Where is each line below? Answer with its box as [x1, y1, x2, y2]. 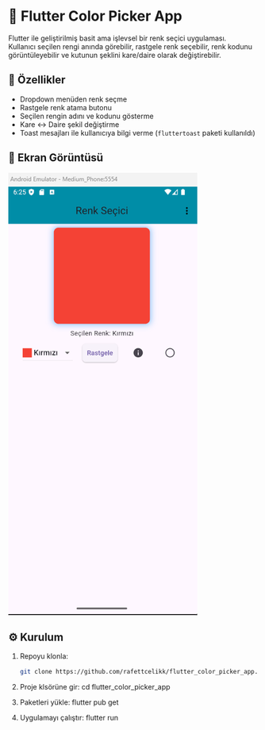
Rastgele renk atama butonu [19, 102, 113, 112]
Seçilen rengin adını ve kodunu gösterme [19, 111, 154, 121]
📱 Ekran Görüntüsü [8, 151, 104, 165]
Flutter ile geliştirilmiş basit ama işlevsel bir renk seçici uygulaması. [8, 33, 227, 43]
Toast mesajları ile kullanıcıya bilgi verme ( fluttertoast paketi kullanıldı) [19, 128, 255, 137]
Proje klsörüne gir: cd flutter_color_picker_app [19, 682, 171, 692]
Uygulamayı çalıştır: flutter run [19, 713, 119, 723]
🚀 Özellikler [8, 73, 66, 86]
